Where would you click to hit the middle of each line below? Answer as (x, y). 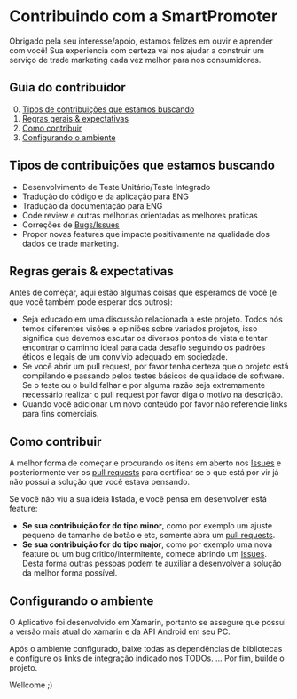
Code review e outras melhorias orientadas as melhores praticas (140, 215)
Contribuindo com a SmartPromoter (144, 16)
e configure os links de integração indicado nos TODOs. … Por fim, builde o (147, 658)
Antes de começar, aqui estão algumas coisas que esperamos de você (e (143, 293)
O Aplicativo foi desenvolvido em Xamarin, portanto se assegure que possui (148, 622)
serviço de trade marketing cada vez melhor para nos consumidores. (135, 60)
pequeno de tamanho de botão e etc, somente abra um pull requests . (148, 536)
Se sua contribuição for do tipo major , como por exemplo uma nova (147, 544)
